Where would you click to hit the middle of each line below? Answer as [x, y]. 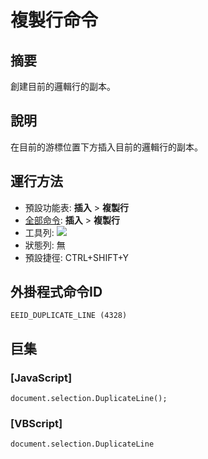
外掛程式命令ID [56, 292]
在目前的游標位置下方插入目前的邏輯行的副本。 [106, 147]
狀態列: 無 [45, 245]
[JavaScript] [41, 378]
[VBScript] [36, 424]
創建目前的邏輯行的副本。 [63, 86]
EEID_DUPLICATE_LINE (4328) [69, 316]
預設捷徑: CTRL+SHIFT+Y [77, 257]
